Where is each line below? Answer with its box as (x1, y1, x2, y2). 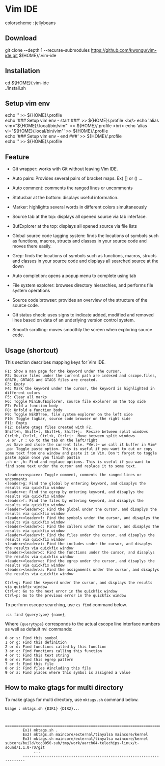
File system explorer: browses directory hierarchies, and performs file (12, 282, 154, 288)
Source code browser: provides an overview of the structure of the (12, 297, 148, 303)
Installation (5, 67, 40, 75)
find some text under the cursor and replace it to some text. (5, 464, 137, 469)
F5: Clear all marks (5, 395, 48, 400)
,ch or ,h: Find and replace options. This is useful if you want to (5, 459, 151, 464)
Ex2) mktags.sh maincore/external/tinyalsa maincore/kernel (23, 732, 148, 737)
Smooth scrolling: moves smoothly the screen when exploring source (12, 327, 153, 333)
